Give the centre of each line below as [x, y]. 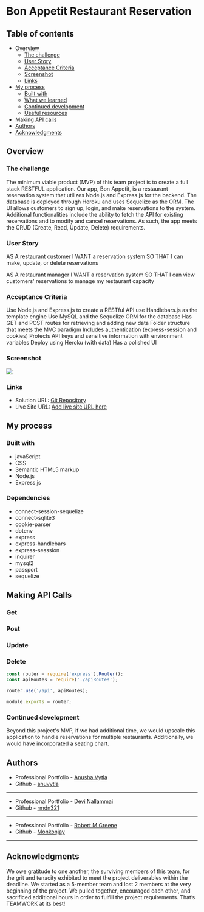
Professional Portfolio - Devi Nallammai [64, 801]
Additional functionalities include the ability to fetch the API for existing [95, 214]
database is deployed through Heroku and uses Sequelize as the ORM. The [100, 202]
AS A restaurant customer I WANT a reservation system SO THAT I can [95, 256]
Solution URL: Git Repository [50, 400]
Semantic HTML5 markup [47, 469]
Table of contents [40, 34]
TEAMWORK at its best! [36, 903]
